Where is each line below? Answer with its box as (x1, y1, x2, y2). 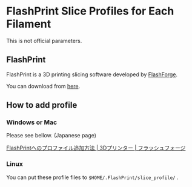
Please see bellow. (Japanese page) (6, 132, 97, 139)
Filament (6, 17, 51, 31)
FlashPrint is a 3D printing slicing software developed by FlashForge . (6, 71, 177, 78)
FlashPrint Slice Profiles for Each (6, 4, 174, 18)
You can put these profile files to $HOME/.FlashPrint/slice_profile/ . (6, 174, 179, 181)
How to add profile (6, 100, 78, 110)
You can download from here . (6, 82, 81, 90)
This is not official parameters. (6, 37, 82, 44)
